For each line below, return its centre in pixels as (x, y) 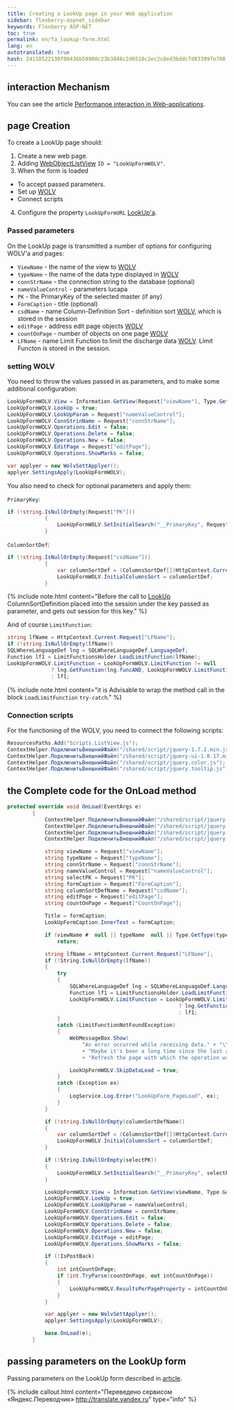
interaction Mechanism (58, 87)
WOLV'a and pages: (36, 253)
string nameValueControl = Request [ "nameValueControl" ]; (129, 871)
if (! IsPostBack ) (70, 1256)
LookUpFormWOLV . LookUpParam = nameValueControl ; (116, 1205)
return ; (68, 941)
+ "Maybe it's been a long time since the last (152, 1051)
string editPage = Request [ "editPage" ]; (104, 897)
